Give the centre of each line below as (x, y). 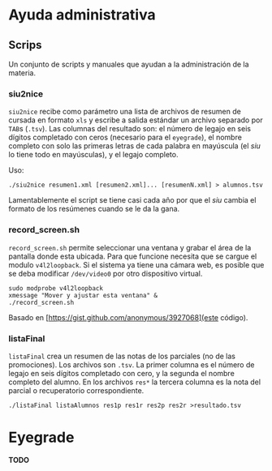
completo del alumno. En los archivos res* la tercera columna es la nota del (135, 382)
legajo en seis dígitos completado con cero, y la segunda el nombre (122, 373)
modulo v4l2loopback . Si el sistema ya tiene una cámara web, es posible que (136, 264)
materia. (22, 73)
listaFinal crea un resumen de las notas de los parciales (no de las (122, 356)
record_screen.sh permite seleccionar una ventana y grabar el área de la (130, 247)
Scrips (25, 45)
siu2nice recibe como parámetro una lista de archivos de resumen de (125, 112)
